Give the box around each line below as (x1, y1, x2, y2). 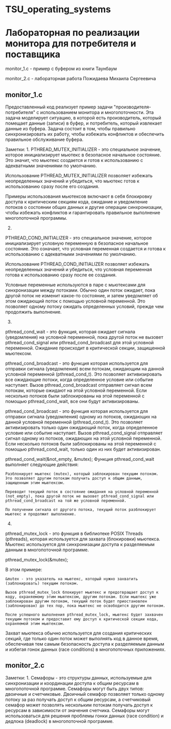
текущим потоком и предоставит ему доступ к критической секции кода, (5, 617, 159, 622)
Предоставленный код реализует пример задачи (5, 104, 113, 110)
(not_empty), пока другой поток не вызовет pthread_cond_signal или (5, 493, 154, 499)
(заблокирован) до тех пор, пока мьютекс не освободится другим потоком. (5, 603, 166, 608)
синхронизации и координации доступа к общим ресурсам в (5, 680, 139, 686)
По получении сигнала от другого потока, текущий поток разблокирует (5, 507, 157, 512)
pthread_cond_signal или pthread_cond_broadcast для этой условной (5, 339, 154, 345)
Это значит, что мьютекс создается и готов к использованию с (5, 157, 143, 163)
